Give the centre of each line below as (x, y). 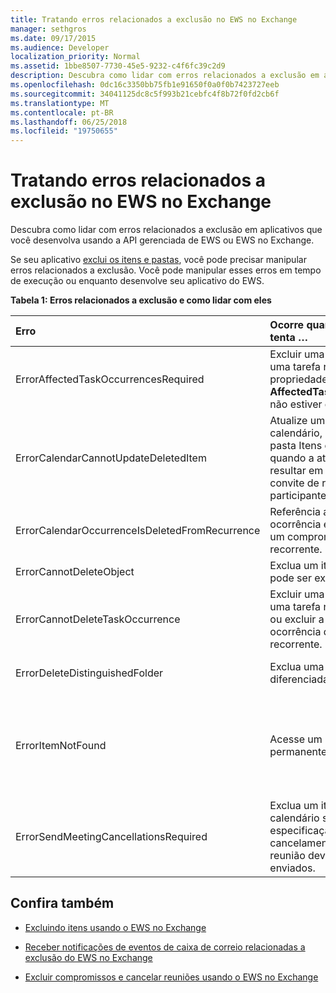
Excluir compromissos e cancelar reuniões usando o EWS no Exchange (171, 977)
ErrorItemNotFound (61, 746)
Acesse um (296, 739)
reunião (287, 856)
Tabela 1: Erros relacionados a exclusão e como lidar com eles (141, 300)
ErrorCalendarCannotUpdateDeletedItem (111, 458)
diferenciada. (300, 679)
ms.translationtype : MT (60, 103)
